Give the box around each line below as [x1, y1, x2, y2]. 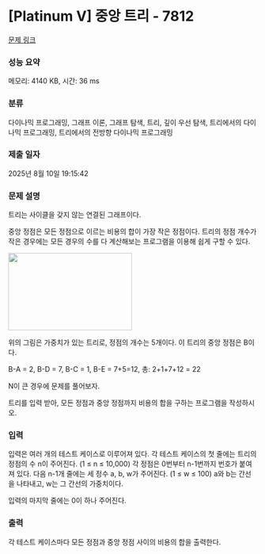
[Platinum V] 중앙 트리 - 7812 [8, 7, 195, 25]
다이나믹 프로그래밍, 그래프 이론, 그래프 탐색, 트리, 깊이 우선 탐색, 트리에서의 [8, 117, 242, 127]
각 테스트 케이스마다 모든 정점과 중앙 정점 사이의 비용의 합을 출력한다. [8, 537, 221, 547]
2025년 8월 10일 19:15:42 [8, 168, 89, 178]
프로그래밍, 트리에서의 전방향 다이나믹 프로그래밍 [22, 128, 173, 137]
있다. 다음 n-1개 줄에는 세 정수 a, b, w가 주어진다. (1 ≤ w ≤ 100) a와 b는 [16, 469, 237, 479]
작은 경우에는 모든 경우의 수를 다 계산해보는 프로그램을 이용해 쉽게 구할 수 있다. [8, 237, 251, 246]
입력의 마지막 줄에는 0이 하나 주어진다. [8, 496, 127, 506]
